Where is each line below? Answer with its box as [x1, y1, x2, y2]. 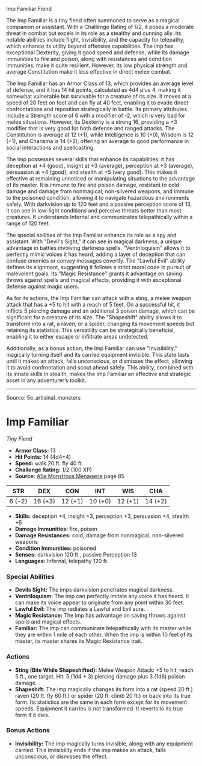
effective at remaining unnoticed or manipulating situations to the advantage [6, 175, 195, 182]
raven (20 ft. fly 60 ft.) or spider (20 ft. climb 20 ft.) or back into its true [14, 692, 191, 699]
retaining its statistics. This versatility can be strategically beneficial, [6, 327, 176, 334]
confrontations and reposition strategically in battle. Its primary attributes [6, 106, 188, 112]
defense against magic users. [6, 283, 79, 290]
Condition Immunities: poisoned [14, 544, 97, 552]
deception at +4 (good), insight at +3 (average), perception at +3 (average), [6, 162, 194, 169]
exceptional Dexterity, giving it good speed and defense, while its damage [6, 49, 189, 56]
